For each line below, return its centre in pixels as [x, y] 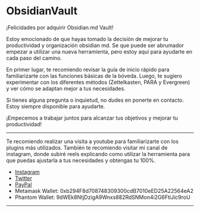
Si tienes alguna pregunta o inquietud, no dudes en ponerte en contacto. [95, 100]
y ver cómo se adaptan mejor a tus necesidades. [66, 88]
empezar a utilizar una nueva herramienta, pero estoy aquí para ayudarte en [99, 51]
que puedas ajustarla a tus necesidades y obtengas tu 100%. [81, 160]
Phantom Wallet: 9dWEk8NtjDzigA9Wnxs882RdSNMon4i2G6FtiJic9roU [102, 197]
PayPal [23, 184]
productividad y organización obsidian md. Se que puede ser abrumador [95, 45]
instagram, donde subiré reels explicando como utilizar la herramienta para [98, 154]
